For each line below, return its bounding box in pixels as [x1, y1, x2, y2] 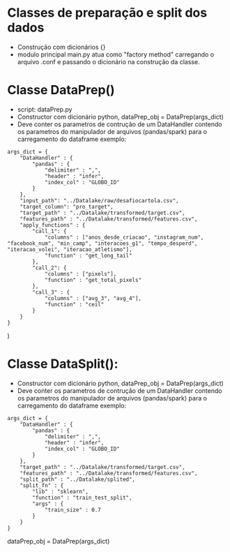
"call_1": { [32, 227, 68, 234]
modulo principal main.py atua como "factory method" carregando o [17, 50, 215, 59]
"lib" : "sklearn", [32, 488, 89, 495]
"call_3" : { [32, 288, 70, 296]
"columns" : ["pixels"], [44, 270, 117, 277]
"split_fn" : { [20, 482, 64, 489]
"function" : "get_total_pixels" [44, 276, 141, 283]
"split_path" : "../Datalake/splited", [20, 476, 136, 483]
